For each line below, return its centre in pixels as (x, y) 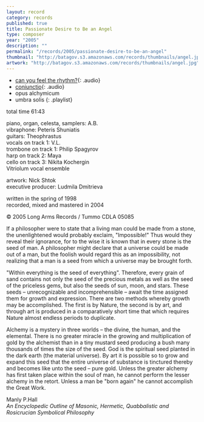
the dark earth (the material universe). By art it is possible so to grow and (98, 355)
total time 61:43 (26, 111)
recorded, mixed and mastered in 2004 (55, 205)
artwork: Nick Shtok (31, 180)
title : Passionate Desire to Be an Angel (59, 29)
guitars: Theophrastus (34, 136)
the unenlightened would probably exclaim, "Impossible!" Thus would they (99, 235)
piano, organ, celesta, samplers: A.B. (52, 123)
